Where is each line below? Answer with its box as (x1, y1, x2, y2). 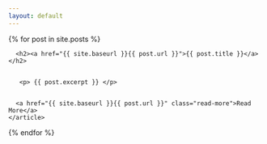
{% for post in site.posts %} (8, 34, 101, 44)
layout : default (8, 11, 63, 20)
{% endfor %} (8, 127, 55, 138)
